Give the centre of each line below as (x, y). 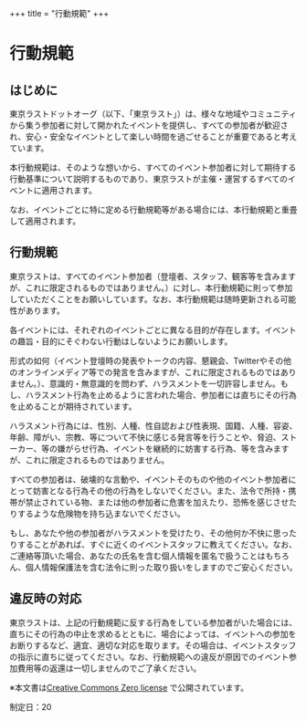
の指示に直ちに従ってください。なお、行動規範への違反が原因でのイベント (149, 656)
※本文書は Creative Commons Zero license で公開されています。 (129, 687)
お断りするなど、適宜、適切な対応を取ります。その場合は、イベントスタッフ (153, 645)
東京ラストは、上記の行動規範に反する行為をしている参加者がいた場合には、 (153, 622)
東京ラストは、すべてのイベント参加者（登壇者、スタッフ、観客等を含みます (153, 276)
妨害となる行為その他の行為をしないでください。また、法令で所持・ (161, 490)
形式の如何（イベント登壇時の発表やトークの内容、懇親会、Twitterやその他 (151, 360)
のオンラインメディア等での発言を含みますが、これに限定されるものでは (145, 371)
